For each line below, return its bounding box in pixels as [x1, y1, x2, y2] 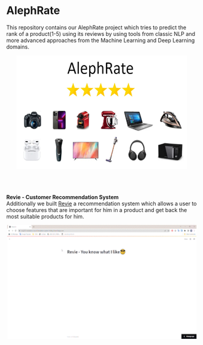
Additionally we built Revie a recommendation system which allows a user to [6, 200, 197, 207]
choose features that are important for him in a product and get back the [6, 206, 187, 213]
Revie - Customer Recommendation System [6, 193, 119, 200]
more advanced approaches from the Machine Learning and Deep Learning [6, 36, 195, 44]
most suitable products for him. [6, 213, 85, 220]
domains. [6, 43, 30, 50]
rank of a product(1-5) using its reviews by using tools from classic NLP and [6, 30, 196, 37]
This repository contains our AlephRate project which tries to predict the [6, 24, 187, 31]
